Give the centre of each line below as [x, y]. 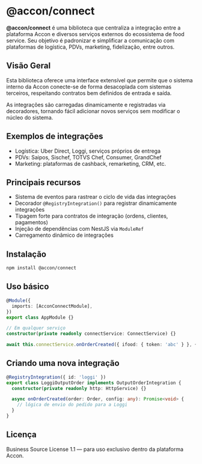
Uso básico [28, 287]
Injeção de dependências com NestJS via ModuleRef [79, 229]
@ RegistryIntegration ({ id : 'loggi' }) [56, 377]
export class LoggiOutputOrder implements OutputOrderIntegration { [94, 383]
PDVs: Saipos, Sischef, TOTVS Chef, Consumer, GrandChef [88, 157]
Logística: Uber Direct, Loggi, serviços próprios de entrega [88, 151]
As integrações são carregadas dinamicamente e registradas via [86, 105]
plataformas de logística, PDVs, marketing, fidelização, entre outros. [90, 47]
